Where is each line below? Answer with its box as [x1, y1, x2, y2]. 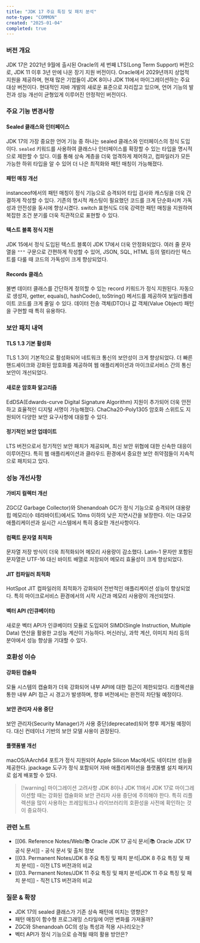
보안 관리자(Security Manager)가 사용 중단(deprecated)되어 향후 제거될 [6, 720, 176, 727]
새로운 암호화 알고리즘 [6, 384, 57, 391]
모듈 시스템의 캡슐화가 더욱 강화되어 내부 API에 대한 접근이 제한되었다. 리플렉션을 [6, 683, 195, 690]
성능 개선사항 [6, 473, 42, 482]
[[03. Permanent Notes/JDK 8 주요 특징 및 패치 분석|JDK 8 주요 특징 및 [14, 855, 184, 862]
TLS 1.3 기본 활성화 [6, 339, 52, 347]
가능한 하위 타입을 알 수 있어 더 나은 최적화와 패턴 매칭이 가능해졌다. [6, 160, 164, 167]
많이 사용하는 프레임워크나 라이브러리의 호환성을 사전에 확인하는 [36, 799, 186, 807]
